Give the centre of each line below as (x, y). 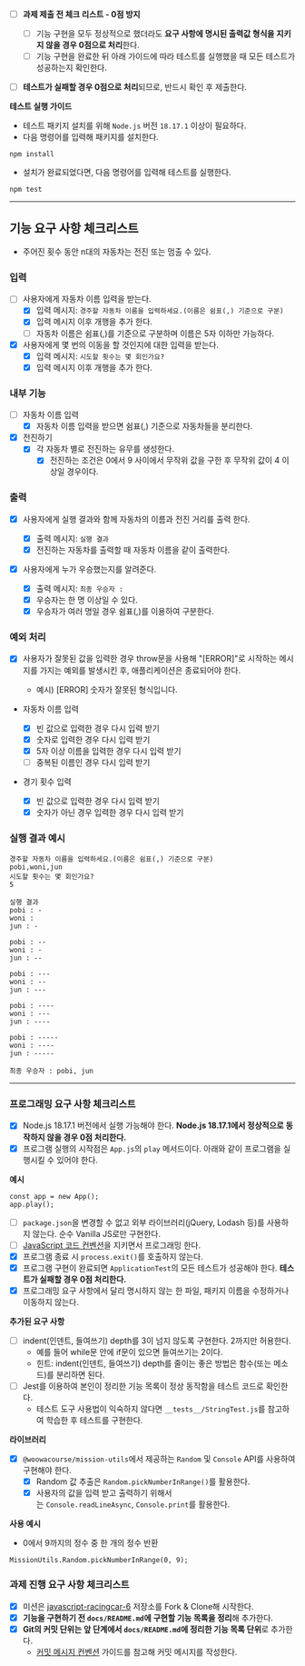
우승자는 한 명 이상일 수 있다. (87, 600)
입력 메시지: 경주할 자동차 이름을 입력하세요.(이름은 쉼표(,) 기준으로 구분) (160, 310)
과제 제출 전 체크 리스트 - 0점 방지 (81, 14)
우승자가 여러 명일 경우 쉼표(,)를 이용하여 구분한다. (125, 612)
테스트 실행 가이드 (41, 106)
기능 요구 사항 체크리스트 (74, 228)
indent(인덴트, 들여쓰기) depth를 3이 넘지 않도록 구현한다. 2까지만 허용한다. (157, 1341)
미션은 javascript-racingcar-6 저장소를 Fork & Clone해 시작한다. (138, 1606)
